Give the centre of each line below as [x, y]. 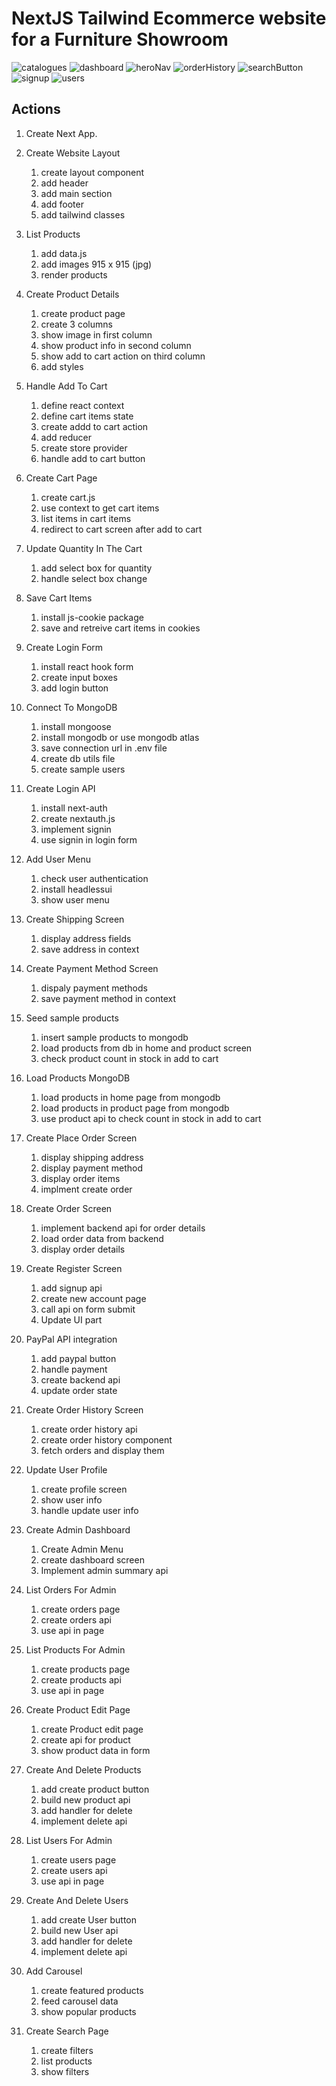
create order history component [106, 1439]
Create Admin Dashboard [78, 1529]
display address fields [86, 938]
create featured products [92, 1990]
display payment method [92, 1168]
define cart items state [87, 416]
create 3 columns [76, 324]
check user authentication [94, 878]
